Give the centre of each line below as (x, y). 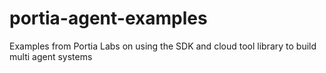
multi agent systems (51, 56)
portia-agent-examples (108, 18)
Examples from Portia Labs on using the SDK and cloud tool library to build (163, 46)
